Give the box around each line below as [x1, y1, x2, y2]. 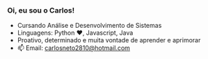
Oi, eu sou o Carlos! [7, 6, 75, 15]
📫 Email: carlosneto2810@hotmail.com [17, 44, 131, 52]
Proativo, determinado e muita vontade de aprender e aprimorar [17, 36, 201, 44]
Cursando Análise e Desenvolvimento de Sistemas [17, 22, 162, 30]
